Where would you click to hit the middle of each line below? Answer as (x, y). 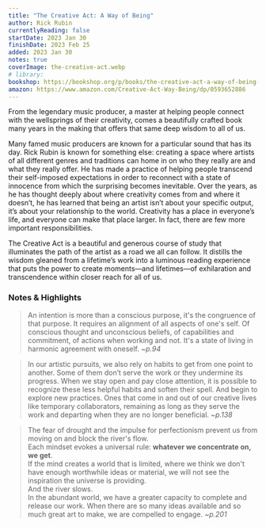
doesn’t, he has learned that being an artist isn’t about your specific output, (131, 203)
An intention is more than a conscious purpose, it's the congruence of (141, 315)
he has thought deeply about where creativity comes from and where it (124, 194)
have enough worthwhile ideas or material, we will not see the (128, 472)
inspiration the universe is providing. (87, 480)
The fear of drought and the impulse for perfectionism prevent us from (142, 430)
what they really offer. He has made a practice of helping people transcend (130, 169)
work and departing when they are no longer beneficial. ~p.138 (130, 414)
